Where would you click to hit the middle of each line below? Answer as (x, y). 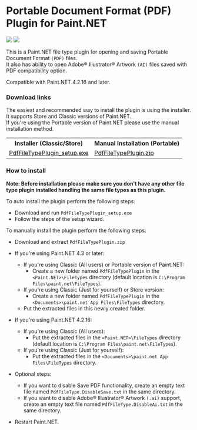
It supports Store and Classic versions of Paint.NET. (69, 117)
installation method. (30, 129)
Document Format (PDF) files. (42, 58)
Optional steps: (33, 374)
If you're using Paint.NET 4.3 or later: (59, 253)
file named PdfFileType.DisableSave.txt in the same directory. (99, 391)
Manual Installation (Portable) (137, 144)
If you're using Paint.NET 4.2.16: (53, 320)
